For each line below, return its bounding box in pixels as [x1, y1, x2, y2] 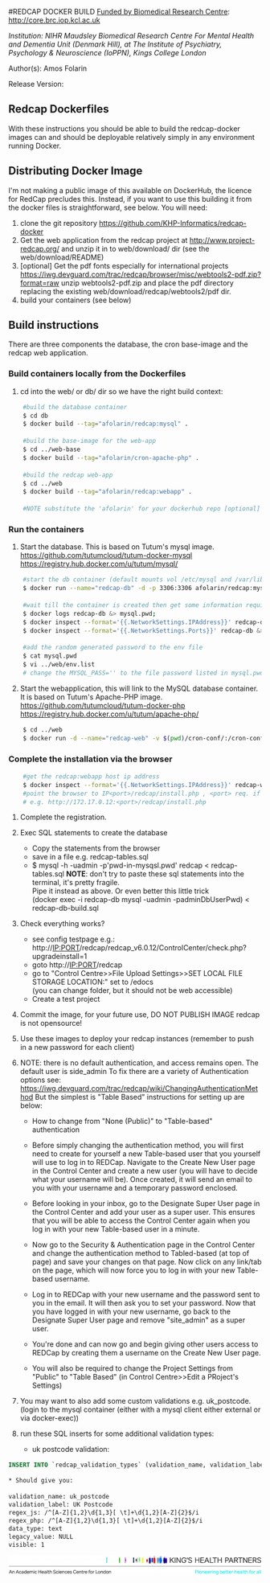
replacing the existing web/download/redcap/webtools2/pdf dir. [19, 286, 231, 296]
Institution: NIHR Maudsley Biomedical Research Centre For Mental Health [8, 31, 255, 40]
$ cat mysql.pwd [22, 652, 78, 660]
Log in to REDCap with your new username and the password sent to [31, 1290, 260, 1299]
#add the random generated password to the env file [22, 643, 203, 652]
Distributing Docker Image [8, 164, 143, 178]
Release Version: [8, 80, 64, 88]
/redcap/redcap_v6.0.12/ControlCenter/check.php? [79, 943, 247, 953]
